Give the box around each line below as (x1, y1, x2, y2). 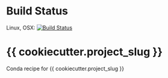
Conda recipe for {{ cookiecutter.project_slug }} (6, 65, 125, 72)
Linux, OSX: (6, 24, 36, 31)
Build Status (6, 4, 68, 18)
